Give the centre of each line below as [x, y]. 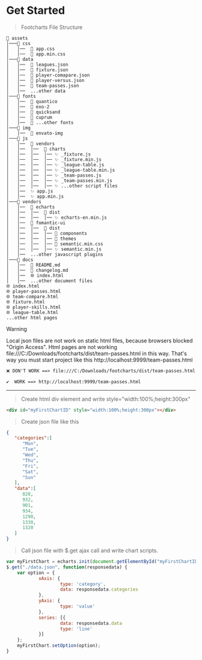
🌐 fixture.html [26, 302]
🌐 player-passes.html [34, 291]
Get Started [35, 11]
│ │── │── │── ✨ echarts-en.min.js [57, 218]
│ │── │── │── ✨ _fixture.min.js [54, 159]
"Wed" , [30, 455]
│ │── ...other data [36, 91]
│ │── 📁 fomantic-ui [36, 223]
